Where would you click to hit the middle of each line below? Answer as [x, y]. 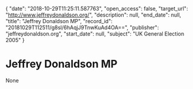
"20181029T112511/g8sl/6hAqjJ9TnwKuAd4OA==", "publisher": [82, 27]
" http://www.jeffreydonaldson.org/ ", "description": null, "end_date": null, [94, 15]
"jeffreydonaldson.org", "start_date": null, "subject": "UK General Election [95, 34]
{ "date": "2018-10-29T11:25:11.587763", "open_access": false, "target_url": [97, 9]
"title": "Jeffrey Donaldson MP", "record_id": [59, 21]
